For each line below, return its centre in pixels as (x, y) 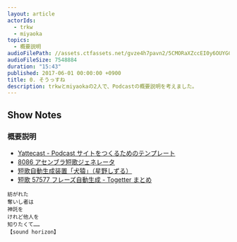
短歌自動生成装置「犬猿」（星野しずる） (75, 171)
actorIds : (22, 21)
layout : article (31, 14)
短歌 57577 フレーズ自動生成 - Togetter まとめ (85, 179)
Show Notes (35, 115)
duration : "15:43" (34, 67)
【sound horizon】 (33, 232)
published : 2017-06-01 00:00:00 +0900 (64, 73)
